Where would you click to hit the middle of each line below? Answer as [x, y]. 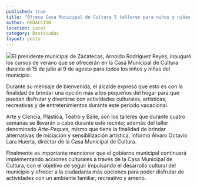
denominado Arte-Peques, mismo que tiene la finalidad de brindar [86, 129]
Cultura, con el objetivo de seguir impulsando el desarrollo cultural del [91, 166]
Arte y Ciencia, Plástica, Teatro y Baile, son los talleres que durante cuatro [96, 116]
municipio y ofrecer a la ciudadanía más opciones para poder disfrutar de [95, 172]
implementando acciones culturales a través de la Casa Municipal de [89, 159]
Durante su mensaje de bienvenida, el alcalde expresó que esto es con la [95, 86]
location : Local [26, 28]
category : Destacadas [33, 34]
